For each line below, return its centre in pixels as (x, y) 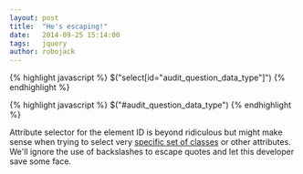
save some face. (40, 161)
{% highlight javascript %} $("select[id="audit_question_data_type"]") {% (147, 77)
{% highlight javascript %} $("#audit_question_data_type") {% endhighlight (151, 105)
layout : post (34, 18)
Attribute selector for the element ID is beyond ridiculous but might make (146, 132)
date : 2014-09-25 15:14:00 (65, 35)
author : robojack (42, 52)
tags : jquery (38, 43)
